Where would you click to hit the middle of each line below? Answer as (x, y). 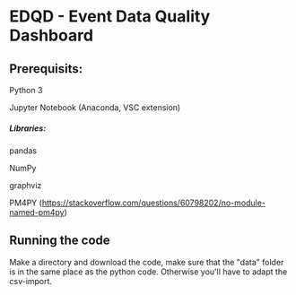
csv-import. (30, 281)
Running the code (60, 241)
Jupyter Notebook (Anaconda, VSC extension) (95, 108)
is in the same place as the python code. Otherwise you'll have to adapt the (148, 272)
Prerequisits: (46, 69)
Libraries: (28, 128)
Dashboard (52, 35)
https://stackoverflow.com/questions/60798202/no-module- (154, 203)
